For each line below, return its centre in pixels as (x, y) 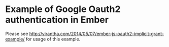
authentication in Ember (57, 20)
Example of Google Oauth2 (63, 9)
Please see (17, 33)
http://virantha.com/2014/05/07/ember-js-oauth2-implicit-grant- (96, 33)
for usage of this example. (53, 39)
